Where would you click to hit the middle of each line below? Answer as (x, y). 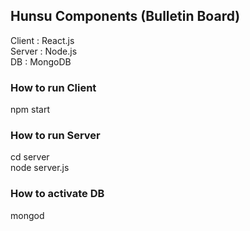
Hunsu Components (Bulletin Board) (125, 16)
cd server (30, 157)
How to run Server (55, 136)
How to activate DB (57, 194)
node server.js (40, 168)
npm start (30, 110)
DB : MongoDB (41, 61)
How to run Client (53, 87)
